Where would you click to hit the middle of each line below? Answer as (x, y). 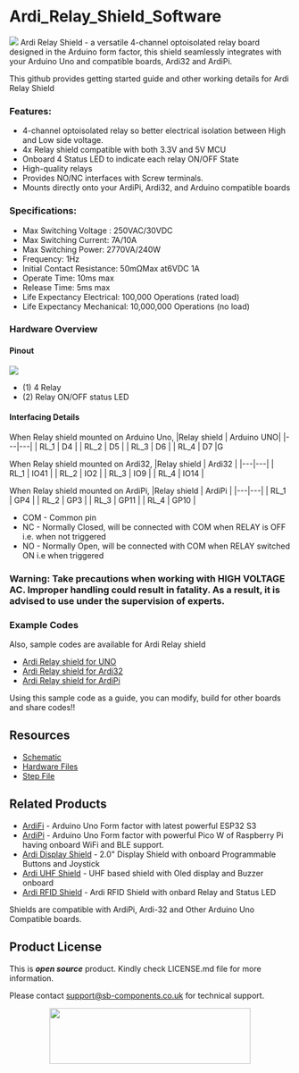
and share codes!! (42, 708)
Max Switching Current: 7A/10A (79, 239)
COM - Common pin (59, 517)
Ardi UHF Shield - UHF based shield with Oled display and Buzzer (143, 873)
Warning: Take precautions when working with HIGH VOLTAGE (147, 578)
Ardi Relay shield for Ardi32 (72, 671)
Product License (56, 947)
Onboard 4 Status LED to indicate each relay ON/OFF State (130, 159)
